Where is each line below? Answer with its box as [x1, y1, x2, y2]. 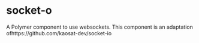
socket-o [6, 4, 52, 17]
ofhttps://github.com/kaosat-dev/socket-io [6, 29, 112, 36]
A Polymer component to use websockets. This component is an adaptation [6, 23, 193, 30]
